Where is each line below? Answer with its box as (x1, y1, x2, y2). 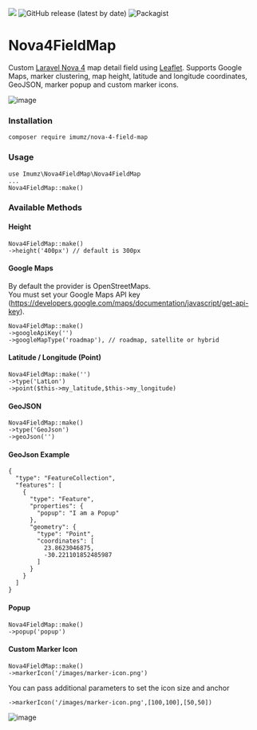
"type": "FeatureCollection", (15, 475, 116, 483)
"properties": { (29, 503, 84, 511)
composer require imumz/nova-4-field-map (8, 133, 148, 141)
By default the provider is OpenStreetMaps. (8, 281, 152, 290)
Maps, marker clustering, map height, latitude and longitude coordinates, (8, 71, 247, 81)
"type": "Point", (37, 531, 94, 539)
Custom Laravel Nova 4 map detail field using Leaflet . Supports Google (8, 62, 242, 72)
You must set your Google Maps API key (8, 290, 141, 299)
